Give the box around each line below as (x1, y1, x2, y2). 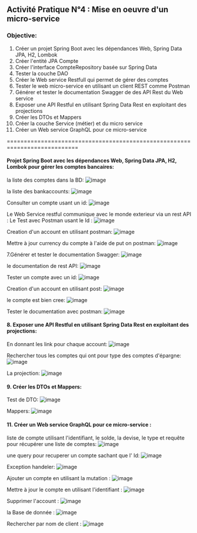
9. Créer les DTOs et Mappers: (6, 383, 82, 390)
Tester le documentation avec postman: (6, 308, 103, 315)
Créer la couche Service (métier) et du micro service (15, 120, 143, 127)
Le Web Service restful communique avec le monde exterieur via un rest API (6, 210, 192, 217)
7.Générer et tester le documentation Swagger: (6, 251, 120, 258)
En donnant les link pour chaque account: (6, 341, 108, 348)
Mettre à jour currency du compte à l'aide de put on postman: (6, 239, 156, 246)
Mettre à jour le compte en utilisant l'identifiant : (6, 486, 123, 493)
